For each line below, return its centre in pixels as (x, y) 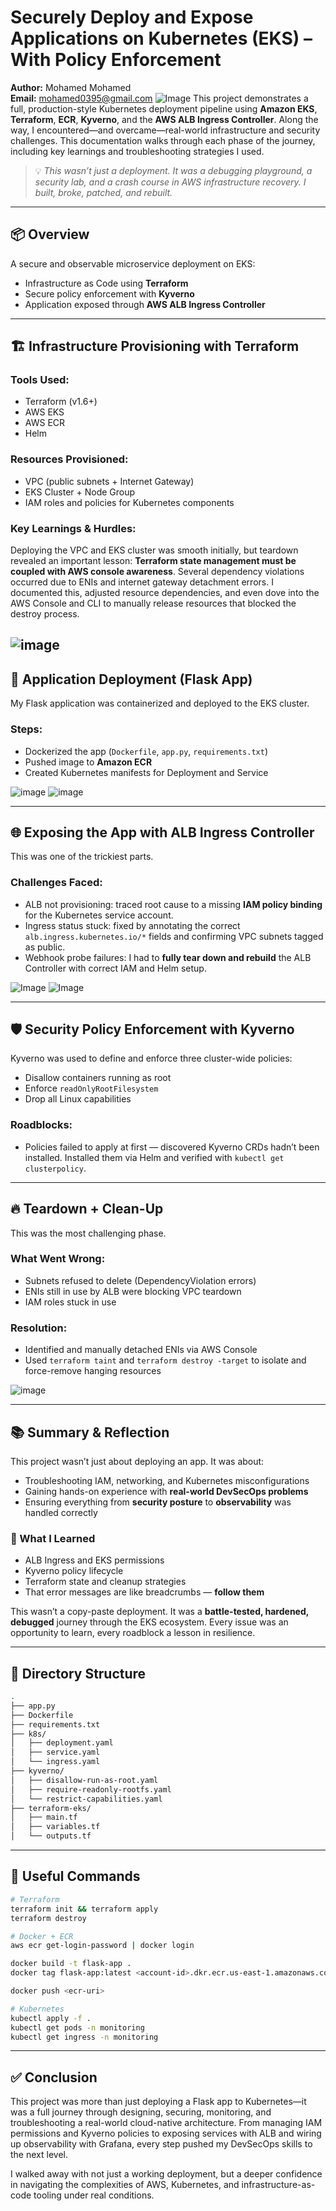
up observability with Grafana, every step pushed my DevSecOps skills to (161, 2144)
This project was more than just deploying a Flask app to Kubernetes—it (158, 2102)
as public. (45, 947)
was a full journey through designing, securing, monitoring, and (141, 2112)
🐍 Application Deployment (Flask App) (131, 679)
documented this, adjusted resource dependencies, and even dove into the (165, 593)
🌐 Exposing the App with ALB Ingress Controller (162, 832)
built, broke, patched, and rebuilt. (103, 192)
